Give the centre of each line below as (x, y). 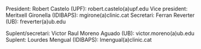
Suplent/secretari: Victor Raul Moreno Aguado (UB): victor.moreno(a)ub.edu (100, 33)
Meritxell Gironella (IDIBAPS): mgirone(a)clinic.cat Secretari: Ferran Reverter (100, 15)
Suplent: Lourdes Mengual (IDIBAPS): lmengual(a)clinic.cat (79, 40)
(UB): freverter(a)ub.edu (36, 21)
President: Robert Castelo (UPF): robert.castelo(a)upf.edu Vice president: (97, 9)
